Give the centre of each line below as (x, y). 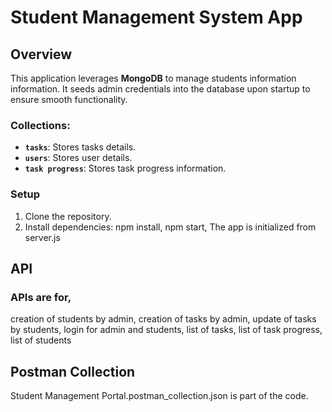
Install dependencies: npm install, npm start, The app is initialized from (170, 227)
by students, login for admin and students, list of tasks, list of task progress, (166, 330)
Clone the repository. (68, 216)
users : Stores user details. (78, 158)
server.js (42, 237)
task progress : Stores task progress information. (125, 168)
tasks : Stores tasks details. (80, 147)
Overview (41, 54)
